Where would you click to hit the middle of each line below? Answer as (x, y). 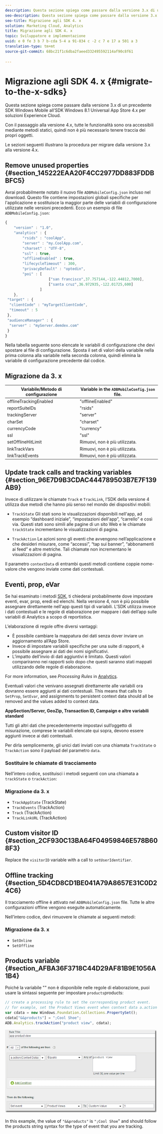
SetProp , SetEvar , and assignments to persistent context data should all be (79, 696)
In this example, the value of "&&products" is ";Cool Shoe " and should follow (81, 1121)
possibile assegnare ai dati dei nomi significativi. (60, 652)
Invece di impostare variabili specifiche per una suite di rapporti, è (78, 646)
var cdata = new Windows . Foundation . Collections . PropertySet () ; (71, 1013)
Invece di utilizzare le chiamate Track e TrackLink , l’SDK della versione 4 (77, 499)
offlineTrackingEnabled (30, 401)
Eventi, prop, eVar (33, 585)
